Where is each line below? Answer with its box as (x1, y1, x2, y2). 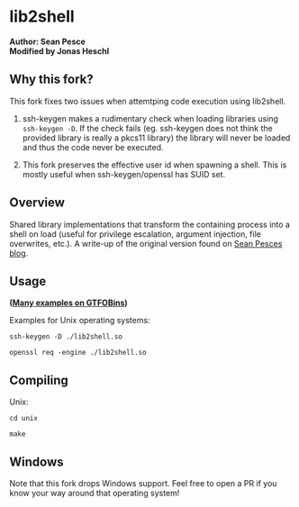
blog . (9, 248, 29, 258)
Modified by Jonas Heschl (9, 45, 110, 56)
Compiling (9, 372, 69, 388)
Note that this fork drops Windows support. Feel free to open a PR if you (9, 478, 277, 488)
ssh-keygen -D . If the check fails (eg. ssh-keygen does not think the (22, 122, 273, 133)
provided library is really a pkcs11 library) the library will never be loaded (22, 132, 291, 143)
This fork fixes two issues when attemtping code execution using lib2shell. (9, 95, 286, 106)
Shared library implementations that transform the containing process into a (9, 219, 291, 230)
